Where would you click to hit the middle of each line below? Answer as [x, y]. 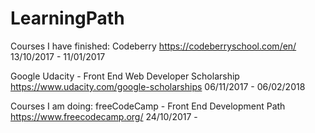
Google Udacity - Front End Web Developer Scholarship [125, 76]
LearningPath [67, 18]
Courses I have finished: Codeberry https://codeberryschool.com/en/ [153, 46]
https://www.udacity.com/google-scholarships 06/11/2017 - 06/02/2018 [158, 86]
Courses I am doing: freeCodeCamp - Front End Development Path [148, 106]
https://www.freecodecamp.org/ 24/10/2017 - [104, 116]
